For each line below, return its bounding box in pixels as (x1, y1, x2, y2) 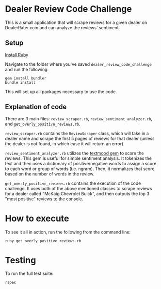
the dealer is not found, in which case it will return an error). (5, 140, 125, 147)
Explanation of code (5, 103, 67, 111)
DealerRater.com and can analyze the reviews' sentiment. (5, 24, 120, 30)
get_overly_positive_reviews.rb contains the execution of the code (5, 180, 141, 186)
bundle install (5, 80, 36, 85)
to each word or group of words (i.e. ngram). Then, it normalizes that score (5, 166, 155, 172)
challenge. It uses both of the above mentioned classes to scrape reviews (5, 185, 152, 191)
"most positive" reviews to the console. (5, 196, 83, 202)
